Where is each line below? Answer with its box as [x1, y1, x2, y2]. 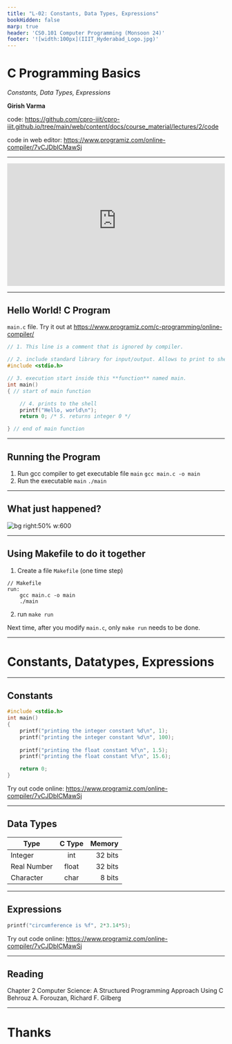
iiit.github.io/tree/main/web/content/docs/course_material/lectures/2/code [7, 122, 219, 131]
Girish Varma [7, 101, 46, 110]
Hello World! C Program [7, 304, 110, 316]
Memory [90, 838, 119, 848]
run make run [17, 610, 54, 618]
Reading [7, 968, 43, 980]
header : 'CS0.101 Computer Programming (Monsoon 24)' [7, 29, 166, 37]
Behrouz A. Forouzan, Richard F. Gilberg [7, 994, 122, 1002]
